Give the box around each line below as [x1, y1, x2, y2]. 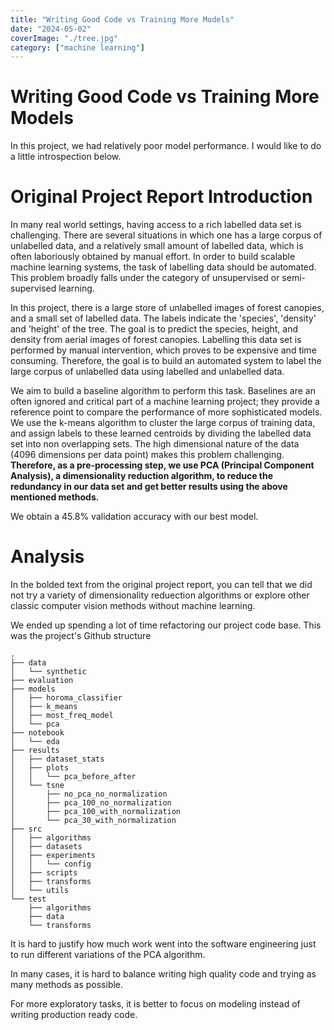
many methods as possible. [10, 979, 124, 991]
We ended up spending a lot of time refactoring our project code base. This [10, 619, 322, 631]
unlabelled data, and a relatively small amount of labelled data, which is [10, 240, 304, 252]
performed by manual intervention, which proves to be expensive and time [10, 344, 317, 356]
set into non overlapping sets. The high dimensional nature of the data [10, 438, 300, 450]
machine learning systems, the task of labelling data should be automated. [10, 261, 317, 273]
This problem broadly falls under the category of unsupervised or [10, 272, 280, 284]
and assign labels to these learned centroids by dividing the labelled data [10, 427, 312, 440]
